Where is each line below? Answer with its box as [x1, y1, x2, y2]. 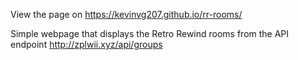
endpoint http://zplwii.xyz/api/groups [10, 39, 163, 50]
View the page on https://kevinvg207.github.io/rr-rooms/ [10, 9, 243, 20]
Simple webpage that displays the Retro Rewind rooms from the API [10, 28, 290, 39]
